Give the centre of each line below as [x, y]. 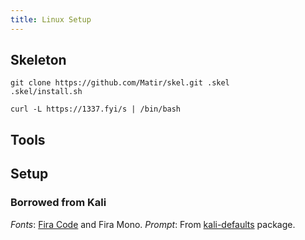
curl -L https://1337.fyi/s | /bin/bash [96, 109]
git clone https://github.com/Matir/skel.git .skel [120, 83]
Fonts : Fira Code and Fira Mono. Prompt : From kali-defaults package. [153, 224]
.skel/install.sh [46, 92]
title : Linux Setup [51, 19]
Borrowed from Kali [58, 203]
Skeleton [38, 60]
